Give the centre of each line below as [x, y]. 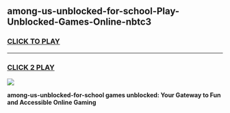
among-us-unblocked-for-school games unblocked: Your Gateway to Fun [114, 95]
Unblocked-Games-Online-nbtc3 [79, 22]
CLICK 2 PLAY [31, 67]
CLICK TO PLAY [34, 42]
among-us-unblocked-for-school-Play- [93, 11]
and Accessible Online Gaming [52, 102]
